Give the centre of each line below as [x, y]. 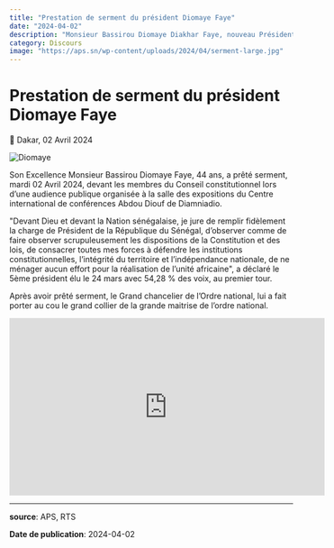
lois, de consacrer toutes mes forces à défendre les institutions [126, 250]
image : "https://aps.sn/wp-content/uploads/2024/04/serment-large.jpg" [146, 51]
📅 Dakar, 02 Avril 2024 [51, 140]
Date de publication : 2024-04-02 [72, 534]
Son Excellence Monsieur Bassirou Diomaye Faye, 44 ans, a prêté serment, [149, 175]
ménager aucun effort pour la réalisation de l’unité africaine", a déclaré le [144, 269]
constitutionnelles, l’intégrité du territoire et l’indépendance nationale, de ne [149, 260]
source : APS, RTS [43, 517]
